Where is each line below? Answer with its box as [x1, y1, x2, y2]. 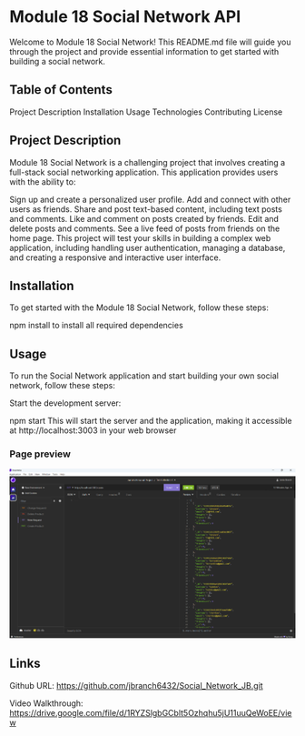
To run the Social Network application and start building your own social [9, 370, 280, 381]
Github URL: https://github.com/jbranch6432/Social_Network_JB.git [9, 680, 263, 691]
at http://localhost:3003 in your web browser [9, 425, 177, 436]
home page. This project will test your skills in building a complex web [9, 232, 271, 243]
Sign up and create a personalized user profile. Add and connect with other [9, 194, 291, 205]
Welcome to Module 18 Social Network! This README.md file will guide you [9, 36, 291, 47]
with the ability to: [9, 176, 76, 187]
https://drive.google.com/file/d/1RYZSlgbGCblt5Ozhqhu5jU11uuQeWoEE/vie [9, 707, 292, 718]
